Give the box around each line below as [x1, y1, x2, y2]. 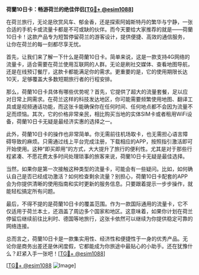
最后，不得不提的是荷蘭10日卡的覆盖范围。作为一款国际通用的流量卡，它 [6, 200, 183, 207]
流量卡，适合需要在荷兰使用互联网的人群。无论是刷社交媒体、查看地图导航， [6, 61, 193, 68]
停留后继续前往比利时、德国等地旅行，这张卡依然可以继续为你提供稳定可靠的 [6, 215, 193, 222]
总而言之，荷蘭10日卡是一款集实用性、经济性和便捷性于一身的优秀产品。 [6, 235, 183, 242]
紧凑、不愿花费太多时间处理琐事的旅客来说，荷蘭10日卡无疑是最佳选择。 [11, 153, 188, 160]
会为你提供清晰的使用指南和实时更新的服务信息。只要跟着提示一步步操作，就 [6, 181, 193, 187]
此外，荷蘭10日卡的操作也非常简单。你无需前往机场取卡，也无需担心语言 [6, 131, 183, 137]
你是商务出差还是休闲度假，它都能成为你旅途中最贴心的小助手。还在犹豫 [11, 243, 188, 249]
